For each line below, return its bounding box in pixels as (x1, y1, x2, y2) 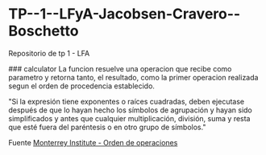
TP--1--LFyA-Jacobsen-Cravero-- (8, 5, 241, 23)
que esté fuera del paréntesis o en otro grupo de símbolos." (8, 122, 206, 132)
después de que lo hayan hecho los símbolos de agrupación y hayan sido (8, 105, 252, 115)
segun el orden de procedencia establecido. (8, 81, 156, 91)
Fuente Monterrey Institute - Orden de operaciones (8, 137, 178, 147)
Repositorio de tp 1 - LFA (8, 48, 90, 58)
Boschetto (8, 22, 79, 40)
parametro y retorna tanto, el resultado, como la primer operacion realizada (8, 72, 259, 82)
